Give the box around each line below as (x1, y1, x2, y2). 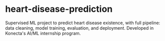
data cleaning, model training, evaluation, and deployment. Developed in (5, 25, 154, 31)
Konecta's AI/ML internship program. (5, 30, 81, 36)
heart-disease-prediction (5, 3, 113, 15)
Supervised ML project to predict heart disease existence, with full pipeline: (5, 20, 161, 26)
